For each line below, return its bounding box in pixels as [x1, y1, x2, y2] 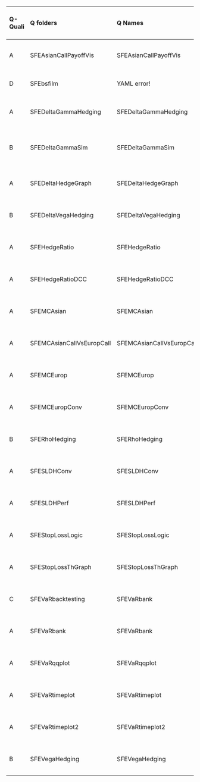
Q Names [117, 19, 144, 27]
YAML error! [117, 80, 151, 87]
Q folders [30, 19, 58, 27]
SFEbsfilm [30, 80, 58, 87]
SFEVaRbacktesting [30, 595, 85, 603]
